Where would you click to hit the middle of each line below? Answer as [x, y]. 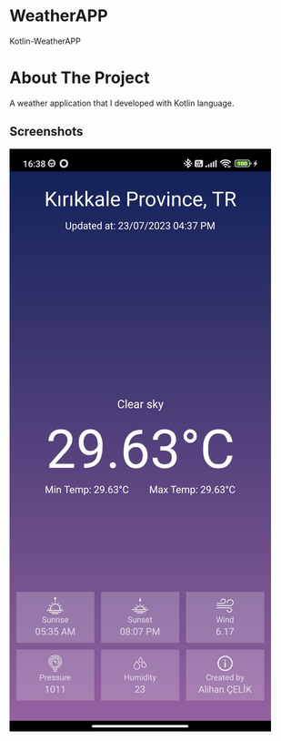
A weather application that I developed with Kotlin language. [122, 103]
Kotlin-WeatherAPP [45, 41]
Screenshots [46, 132]
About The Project [80, 78]
